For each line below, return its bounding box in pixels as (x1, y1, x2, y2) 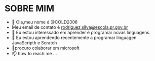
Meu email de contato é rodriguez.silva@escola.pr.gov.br (11, 24, 128, 30)
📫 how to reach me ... (11, 50, 57, 56)
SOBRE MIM (4, 3, 55, 14)
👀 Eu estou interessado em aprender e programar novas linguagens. (11, 29, 151, 35)
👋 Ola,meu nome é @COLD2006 (11, 19, 78, 25)
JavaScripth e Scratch (11, 40, 57, 45)
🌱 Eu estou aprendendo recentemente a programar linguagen (11, 35, 137, 41)
